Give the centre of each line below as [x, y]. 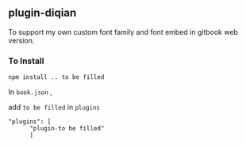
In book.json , [31, 92]
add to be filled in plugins [54, 107]
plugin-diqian [42, 13]
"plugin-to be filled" [67, 129]
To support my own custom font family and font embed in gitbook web [123, 32]
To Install [26, 61]
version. [21, 40]
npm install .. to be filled [56, 77]
